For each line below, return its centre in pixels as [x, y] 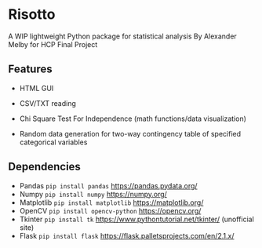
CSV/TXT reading [48, 103]
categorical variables [53, 142]
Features [30, 69]
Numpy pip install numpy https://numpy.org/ [93, 194]
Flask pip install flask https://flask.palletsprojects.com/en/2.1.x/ [127, 235]
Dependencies [44, 167]
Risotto [32, 15]
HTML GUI [36, 88]
